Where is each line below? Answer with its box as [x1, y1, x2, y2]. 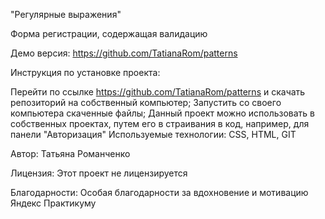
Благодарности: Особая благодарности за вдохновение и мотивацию [10, 187, 309, 198]
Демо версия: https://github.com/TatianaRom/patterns [10, 47, 238, 59]
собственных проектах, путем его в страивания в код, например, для [10, 118, 310, 129]
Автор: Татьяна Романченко [10, 148, 131, 159]
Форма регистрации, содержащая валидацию [10, 28, 208, 39]
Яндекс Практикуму [10, 197, 97, 209]
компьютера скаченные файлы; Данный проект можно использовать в [10, 107, 316, 119]
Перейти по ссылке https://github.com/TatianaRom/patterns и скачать [10, 86, 306, 98]
